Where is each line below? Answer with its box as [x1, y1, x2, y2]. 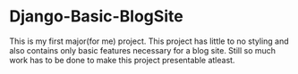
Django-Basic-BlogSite [9, 6, 183, 27]
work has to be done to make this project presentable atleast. [9, 54, 235, 65]
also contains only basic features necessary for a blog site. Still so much [9, 45, 276, 55]
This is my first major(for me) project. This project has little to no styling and [9, 36, 289, 46]
